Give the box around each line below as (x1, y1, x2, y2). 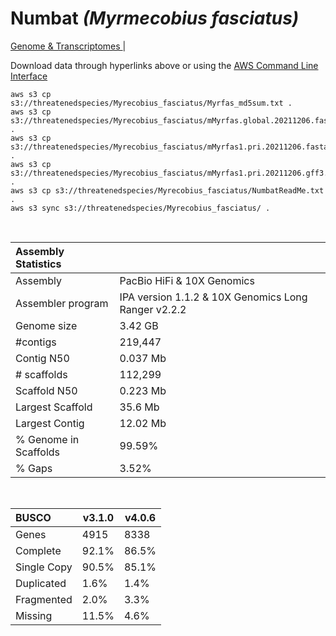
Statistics (15, 257, 62, 271)
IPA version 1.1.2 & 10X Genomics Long (119, 290, 308, 304)
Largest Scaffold (15, 400, 93, 414)
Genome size (15, 318, 78, 332)
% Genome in (15, 432, 80, 446)
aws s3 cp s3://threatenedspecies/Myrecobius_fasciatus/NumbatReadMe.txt (10, 185, 325, 196)
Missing (15, 608, 53, 622)
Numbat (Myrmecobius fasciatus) (10, 7, 300, 30)
